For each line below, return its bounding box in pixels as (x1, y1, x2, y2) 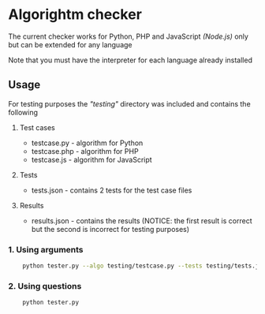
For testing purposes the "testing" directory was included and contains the (8, 99, 251, 108)
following (8, 107, 38, 117)
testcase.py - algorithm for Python (31, 138, 144, 148)
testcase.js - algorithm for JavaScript (31, 155, 152, 164)
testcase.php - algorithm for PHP (31, 146, 140, 155)
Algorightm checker (8, 6, 142, 24)
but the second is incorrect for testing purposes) (31, 224, 190, 234)
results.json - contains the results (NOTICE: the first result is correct (31, 215, 252, 226)
